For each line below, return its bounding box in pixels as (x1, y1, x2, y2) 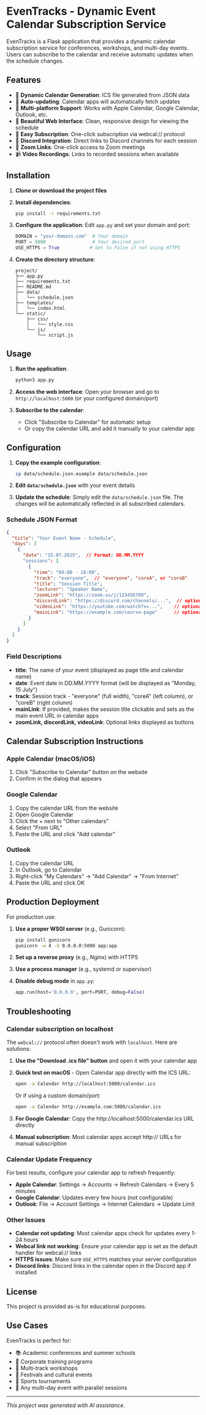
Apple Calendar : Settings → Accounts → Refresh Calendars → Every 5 (15, 1181, 194, 1188)
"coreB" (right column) (15, 699, 73, 706)
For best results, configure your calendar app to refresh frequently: (6, 1168, 176, 1176)
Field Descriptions (6, 652, 63, 661)
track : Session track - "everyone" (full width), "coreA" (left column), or (15, 692, 194, 700)
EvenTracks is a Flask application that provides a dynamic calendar (6, 37, 176, 45)
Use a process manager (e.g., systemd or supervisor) (15, 965, 152, 973)
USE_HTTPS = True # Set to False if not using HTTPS (15, 245, 181, 251)
